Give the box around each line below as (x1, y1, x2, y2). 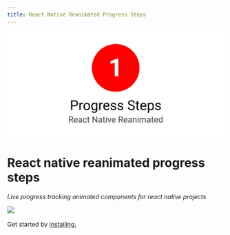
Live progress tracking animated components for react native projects (7, 192, 207, 201)
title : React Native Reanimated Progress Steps (7, 11, 147, 18)
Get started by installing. (7, 220, 77, 228)
